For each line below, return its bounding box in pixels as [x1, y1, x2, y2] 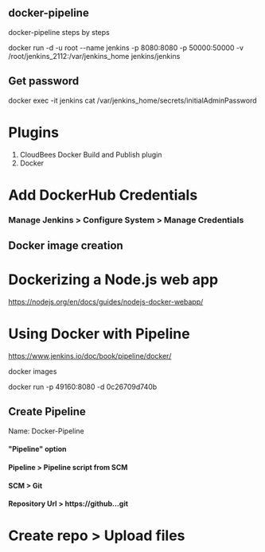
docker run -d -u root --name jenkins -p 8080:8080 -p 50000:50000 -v [8, 43, 244, 52]
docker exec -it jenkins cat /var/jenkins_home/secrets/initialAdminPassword [8, 95, 257, 105]
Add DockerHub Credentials [8, 186, 198, 204]
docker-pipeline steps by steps [8, 27, 110, 37]
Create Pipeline [8, 405, 86, 418]
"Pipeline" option [8, 445, 67, 454]
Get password [8, 75, 80, 88]
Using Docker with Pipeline [8, 325, 190, 343]
